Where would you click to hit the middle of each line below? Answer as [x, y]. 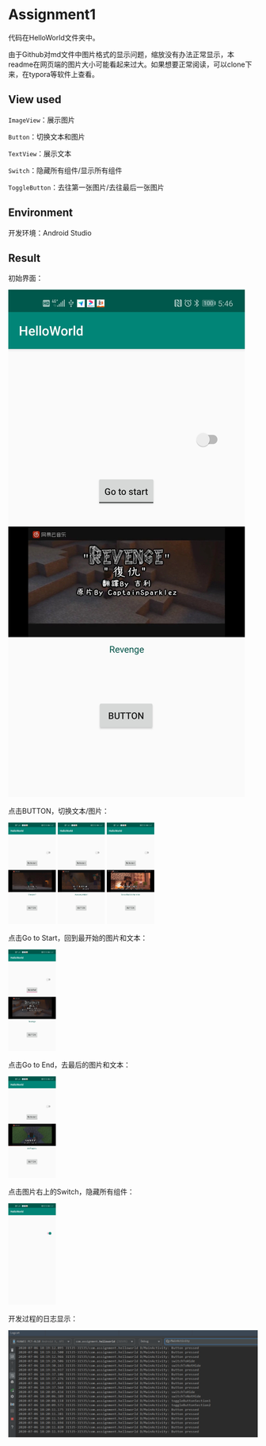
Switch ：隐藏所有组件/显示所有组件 [65, 170]
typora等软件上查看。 [64, 74]
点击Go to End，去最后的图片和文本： [69, 1064]
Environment [41, 213]
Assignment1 [52, 15]
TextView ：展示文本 [40, 153]
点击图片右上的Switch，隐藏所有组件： [71, 1191]
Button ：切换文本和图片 [47, 136]
